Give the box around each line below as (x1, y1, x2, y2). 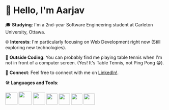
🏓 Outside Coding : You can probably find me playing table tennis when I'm (5, 54, 162, 60)
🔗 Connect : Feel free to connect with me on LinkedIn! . (5, 69, 119, 76)
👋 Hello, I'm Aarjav (5, 5, 85, 16)
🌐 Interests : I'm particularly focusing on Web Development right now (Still (5, 39, 161, 45)
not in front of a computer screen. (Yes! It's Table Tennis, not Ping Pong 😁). (5, 59, 164, 65)
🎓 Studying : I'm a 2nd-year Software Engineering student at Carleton (5, 21, 153, 27)
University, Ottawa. (5, 29, 46, 35)
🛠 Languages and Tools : (5, 80, 59, 86)
